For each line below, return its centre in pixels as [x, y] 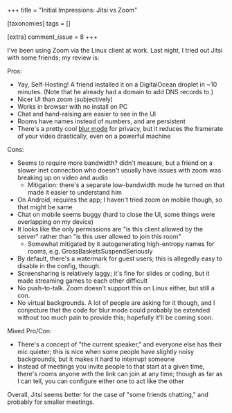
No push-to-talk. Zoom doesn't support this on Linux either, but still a [116, 288]
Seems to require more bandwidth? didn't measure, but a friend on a [115, 163]
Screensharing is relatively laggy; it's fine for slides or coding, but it [113, 273]
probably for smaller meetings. [51, 402]
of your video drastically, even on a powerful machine [94, 136]
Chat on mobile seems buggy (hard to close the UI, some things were [116, 214]
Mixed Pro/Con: [29, 331]
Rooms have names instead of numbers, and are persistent [101, 121]
